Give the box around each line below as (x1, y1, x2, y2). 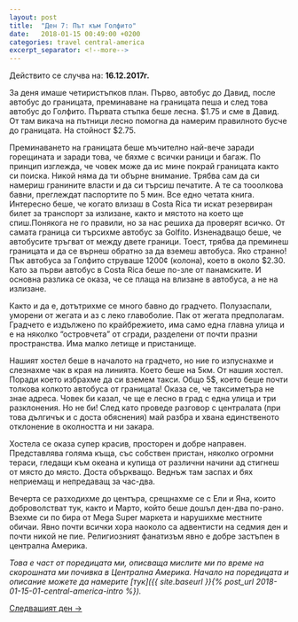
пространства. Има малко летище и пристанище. (9, 338, 197, 349)
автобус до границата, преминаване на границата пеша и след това (9, 97, 269, 107)
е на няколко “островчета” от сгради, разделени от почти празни (9, 329, 258, 339)
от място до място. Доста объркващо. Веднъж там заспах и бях (9, 467, 254, 478)
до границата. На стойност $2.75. (9, 125, 137, 136)
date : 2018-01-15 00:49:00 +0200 (9, 29, 141, 38)
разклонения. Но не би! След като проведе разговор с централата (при (9, 402, 281, 413)
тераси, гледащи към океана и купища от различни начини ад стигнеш (9, 457, 279, 468)
